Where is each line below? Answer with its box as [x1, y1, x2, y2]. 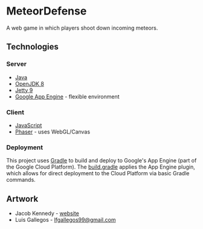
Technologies [6, 42, 59, 52]
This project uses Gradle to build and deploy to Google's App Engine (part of [6, 157, 197, 164]
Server [6, 60, 27, 68]
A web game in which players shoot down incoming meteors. [6, 24, 158, 31]
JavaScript [14, 121, 42, 129]
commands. [6, 176, 36, 184]
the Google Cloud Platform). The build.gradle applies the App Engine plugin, [6, 163, 195, 170]
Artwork [6, 193, 39, 204]
